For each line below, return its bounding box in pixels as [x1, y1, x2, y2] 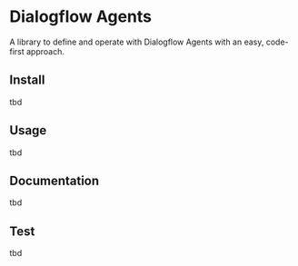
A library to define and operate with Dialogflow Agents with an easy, [9, 36, 264, 47]
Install [9, 73, 45, 88]
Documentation [9, 172, 100, 188]
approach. [25, 45, 65, 56]
